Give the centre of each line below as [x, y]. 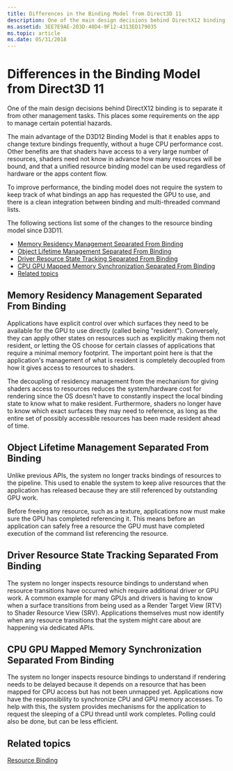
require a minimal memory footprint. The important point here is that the [110, 352]
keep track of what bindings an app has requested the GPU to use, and [109, 195]
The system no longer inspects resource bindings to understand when [108, 583]
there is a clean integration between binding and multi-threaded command [114, 202]
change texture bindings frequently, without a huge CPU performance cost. [115, 144]
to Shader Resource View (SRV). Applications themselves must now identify [116, 613]
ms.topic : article [34, 33]
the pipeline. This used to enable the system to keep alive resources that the [116, 483]
